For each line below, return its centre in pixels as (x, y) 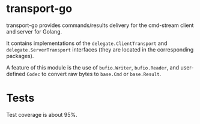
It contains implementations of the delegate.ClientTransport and (87, 43)
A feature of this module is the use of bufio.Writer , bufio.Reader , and (93, 67)
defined (16, 74)
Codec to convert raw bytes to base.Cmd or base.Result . (94, 74)
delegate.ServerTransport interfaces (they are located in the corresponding (100, 49)
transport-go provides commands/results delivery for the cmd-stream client (100, 25)
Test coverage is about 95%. (42, 114)
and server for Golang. (34, 31)
